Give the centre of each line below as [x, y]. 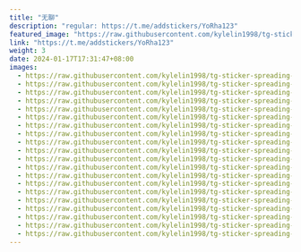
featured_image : [39, 34]
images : [24, 68]
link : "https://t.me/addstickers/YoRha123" [92, 42]
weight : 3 [28, 51]
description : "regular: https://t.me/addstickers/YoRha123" [124, 26]
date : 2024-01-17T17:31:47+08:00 [72, 59]
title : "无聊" [34, 17]
